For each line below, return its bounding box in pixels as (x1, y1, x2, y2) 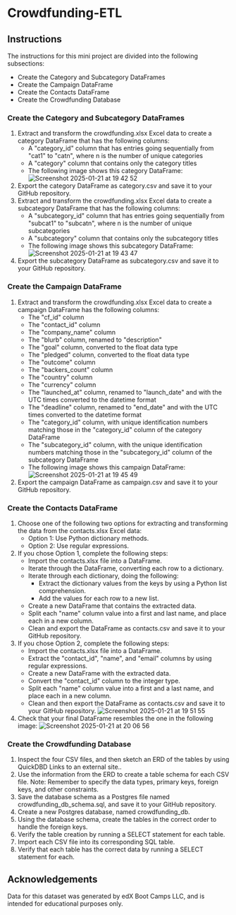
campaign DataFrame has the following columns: (17, 305, 160, 313)
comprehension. (38, 586, 87, 594)
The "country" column (27, 373, 93, 381)
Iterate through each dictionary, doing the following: (27, 571, 179, 580)
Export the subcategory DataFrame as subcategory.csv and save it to (17, 256, 219, 265)
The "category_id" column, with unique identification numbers (27, 418, 209, 426)
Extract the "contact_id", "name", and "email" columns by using (27, 654, 212, 662)
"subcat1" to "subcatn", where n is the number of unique (27, 219, 192, 227)
